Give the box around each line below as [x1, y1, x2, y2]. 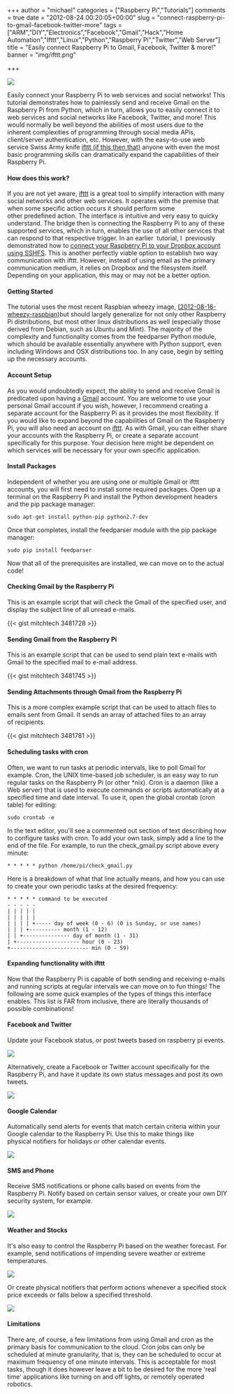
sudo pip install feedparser [7, 546, 92, 554]
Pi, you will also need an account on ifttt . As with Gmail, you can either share [7, 424, 227, 432]
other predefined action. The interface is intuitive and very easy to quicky [7, 211, 219, 220]
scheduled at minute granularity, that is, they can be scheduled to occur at [7, 1350, 221, 1358]
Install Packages [7, 462, 57, 471]
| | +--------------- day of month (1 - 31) [7, 932, 139, 939]
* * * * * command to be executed [7, 895, 108, 902]
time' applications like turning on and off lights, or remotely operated [7, 1372, 205, 1381]
